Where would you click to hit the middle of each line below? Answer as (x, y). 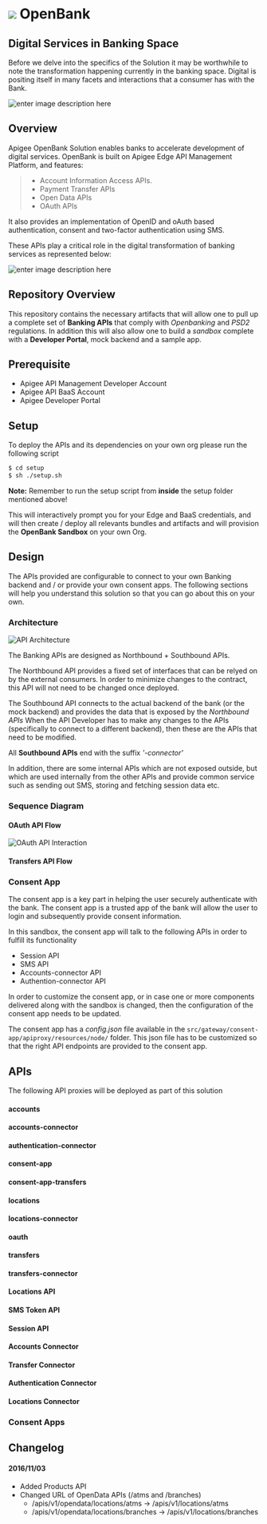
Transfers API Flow (41, 861)
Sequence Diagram (46, 806)
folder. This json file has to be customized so (184, 1038)
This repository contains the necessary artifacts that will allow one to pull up (133, 313)
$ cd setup (26, 469)
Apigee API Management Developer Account (93, 384)
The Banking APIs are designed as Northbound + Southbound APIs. (119, 656)
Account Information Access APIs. (96, 180)
